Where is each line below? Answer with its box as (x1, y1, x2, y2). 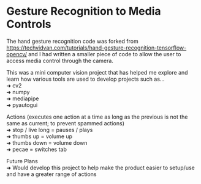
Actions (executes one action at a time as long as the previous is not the (6, 113, 188, 120)
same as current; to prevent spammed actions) (6, 119, 124, 127)
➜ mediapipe (6, 95, 39, 102)
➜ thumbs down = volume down (6, 139, 88, 146)
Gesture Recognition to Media (6, 4, 161, 18)
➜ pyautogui (6, 101, 38, 108)
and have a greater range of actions (6, 170, 97, 178)
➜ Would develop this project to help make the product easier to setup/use (6, 164, 195, 171)
